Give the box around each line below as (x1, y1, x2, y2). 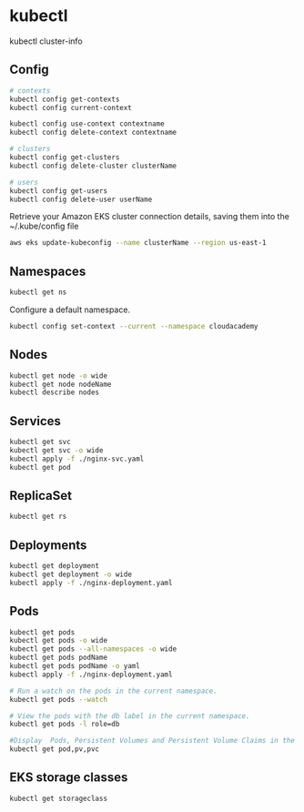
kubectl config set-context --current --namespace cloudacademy (9, 321, 258, 330)
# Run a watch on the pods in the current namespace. (9, 686, 218, 695)
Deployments (9, 537, 87, 553)
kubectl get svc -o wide (9, 445, 104, 455)
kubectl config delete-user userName (9, 195, 153, 204)
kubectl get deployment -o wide (9, 570, 132, 579)
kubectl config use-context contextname (9, 119, 166, 128)
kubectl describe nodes (9, 388, 100, 397)
